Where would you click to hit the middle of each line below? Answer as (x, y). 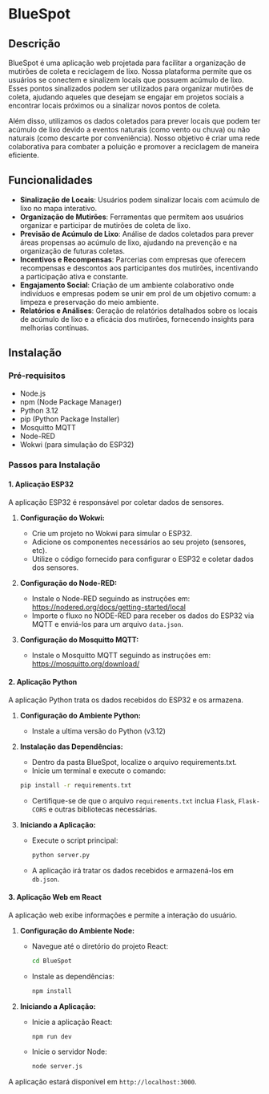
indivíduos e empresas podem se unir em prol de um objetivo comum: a (138, 293)
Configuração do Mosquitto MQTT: (79, 640)
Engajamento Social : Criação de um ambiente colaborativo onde (127, 285)
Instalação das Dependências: (71, 746)
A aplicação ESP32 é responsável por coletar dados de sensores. (116, 502)
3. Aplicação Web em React (55, 897)
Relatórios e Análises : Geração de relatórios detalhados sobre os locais (139, 311)
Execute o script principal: (75, 840)
